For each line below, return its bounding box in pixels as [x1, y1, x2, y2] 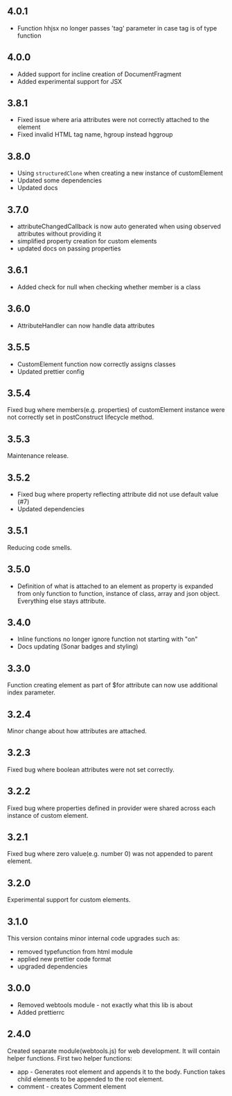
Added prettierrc [17, 1008, 65, 1016]
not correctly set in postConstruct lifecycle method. [7, 413, 154, 422]
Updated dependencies [17, 504, 85, 513]
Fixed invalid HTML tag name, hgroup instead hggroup [17, 130, 173, 139]
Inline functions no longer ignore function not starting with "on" [17, 635, 198, 644]
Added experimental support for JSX [17, 77, 123, 85]
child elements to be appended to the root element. [17, 1074, 164, 1083]
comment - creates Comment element [17, 1082, 127, 1090]
